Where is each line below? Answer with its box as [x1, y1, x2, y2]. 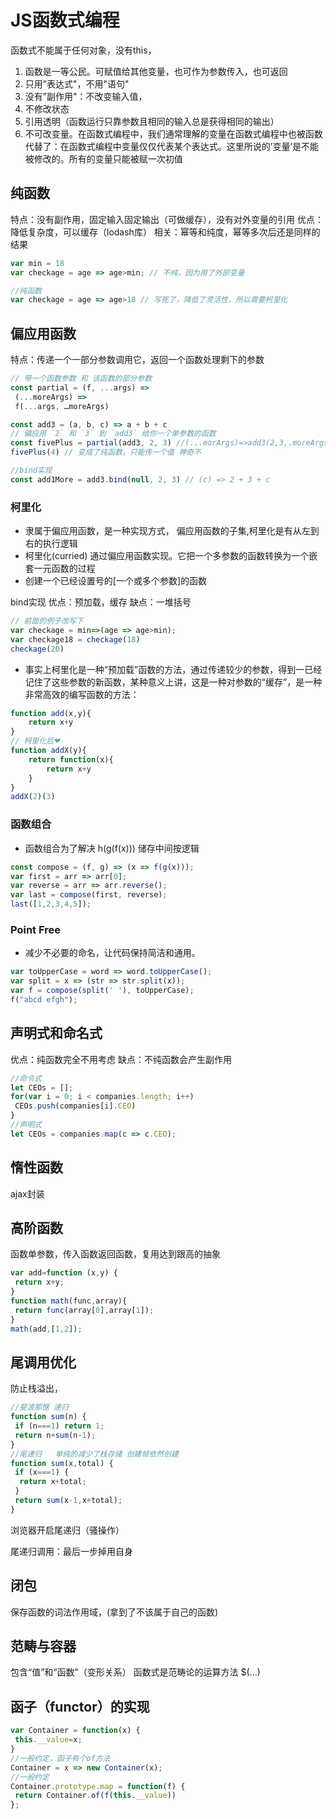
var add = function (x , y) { [10, 1268, 118, 1278]
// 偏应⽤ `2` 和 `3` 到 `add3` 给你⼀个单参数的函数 [10, 429, 217, 439]
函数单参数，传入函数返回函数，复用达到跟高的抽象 [10, 1248, 221, 1260]
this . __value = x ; [14, 1735, 83, 1745]
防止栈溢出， [10, 1382, 63, 1395]
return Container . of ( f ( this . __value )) [14, 1791, 177, 1801]
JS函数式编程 [10, 9, 120, 32]
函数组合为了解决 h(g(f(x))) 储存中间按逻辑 [24, 842, 200, 854]
